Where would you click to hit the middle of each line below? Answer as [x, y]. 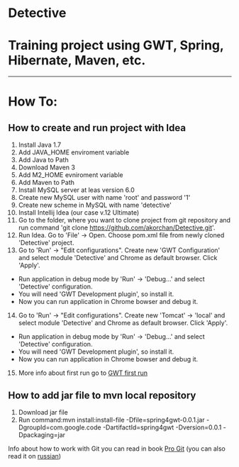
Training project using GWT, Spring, [116, 46]
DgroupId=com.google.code [60, 427]
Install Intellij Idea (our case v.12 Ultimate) [79, 213]
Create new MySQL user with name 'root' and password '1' [104, 198]
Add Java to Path [44, 160]
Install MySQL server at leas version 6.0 [76, 190]
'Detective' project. [46, 243]
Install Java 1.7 [40, 145]
